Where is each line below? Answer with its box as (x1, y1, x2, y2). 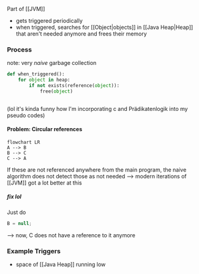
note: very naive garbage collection (7, 59, 97, 67)
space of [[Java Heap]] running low (15, 261, 106, 268)
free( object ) (39, 88, 73, 94)
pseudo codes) (7, 112, 45, 119)
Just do (7, 208, 26, 216)
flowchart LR (7, 139, 40, 145)
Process (7, 45, 32, 54)
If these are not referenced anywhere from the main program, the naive (7, 166, 187, 173)
